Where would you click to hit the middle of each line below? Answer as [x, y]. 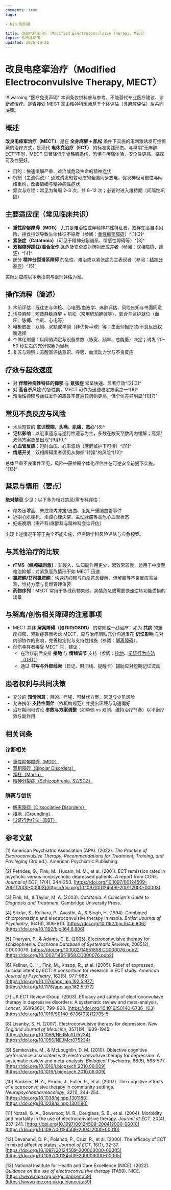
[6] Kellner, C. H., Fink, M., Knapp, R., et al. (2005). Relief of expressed [79, 965]
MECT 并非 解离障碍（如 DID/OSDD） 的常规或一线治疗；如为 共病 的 [85, 628]
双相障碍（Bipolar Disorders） [44, 768]
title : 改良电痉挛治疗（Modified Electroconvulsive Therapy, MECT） [76, 33]
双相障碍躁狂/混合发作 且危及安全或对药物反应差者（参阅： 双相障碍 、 [86, 247]
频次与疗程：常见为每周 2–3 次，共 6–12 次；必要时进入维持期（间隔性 [87, 190]
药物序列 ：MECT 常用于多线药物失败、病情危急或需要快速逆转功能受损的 [89, 590]
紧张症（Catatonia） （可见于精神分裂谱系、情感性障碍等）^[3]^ [79, 240]
